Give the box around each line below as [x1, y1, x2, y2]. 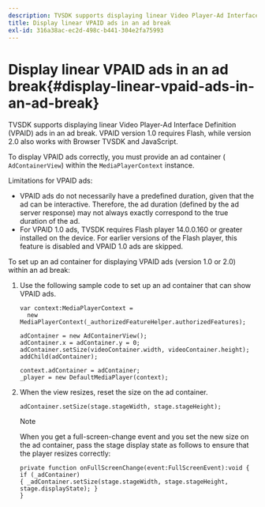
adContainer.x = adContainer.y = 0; [19, 339, 140, 347]
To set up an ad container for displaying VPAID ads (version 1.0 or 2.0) [8, 257, 237, 267]
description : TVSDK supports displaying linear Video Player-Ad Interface [8, 11, 259, 20]
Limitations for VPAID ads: [8, 176, 93, 186]
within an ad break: [8, 266, 71, 275]
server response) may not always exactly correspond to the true [19, 208, 229, 218]
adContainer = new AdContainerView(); [19, 332, 147, 340]
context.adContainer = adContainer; [19, 367, 140, 375]
